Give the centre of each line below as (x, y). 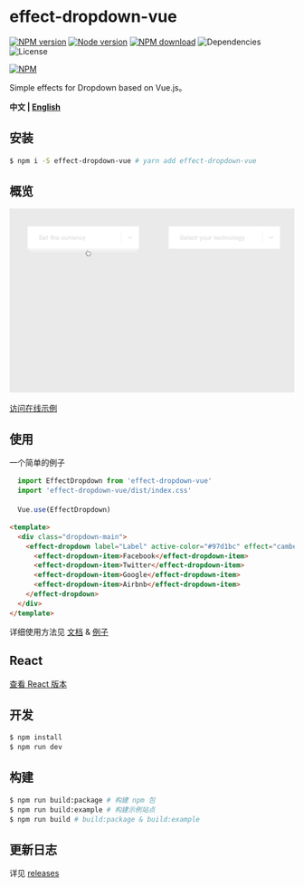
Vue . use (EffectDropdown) (64, 510)
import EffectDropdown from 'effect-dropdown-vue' (115, 481)
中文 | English (35, 107)
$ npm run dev (36, 747)
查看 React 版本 (38, 684)
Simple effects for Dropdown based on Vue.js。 (98, 87)
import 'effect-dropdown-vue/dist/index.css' (105, 491)
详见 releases (34, 873)
